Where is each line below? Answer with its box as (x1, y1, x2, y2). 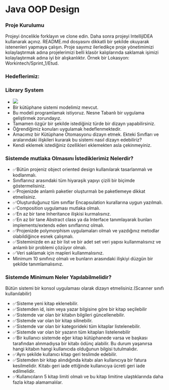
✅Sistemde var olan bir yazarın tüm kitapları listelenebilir (12, 329, 131, 335)
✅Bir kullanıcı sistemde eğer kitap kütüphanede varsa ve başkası (12, 335, 148, 341)
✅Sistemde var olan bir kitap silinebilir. (12, 318, 93, 324)
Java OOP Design (5, 4, 80, 15)
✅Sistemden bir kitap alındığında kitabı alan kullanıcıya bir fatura (12, 357, 147, 363)
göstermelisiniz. (12, 183, 46, 189)
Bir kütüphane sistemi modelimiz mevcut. (12, 104, 99, 110)
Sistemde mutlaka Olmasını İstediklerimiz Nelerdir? (5, 155, 134, 162)
